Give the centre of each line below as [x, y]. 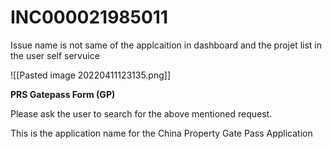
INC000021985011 [89, 17]
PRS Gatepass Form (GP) [63, 94]
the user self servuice [55, 55]
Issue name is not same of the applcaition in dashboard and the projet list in [166, 45]
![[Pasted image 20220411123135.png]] [91, 75]
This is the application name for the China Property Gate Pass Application [161, 133]
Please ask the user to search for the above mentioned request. [141, 113]
